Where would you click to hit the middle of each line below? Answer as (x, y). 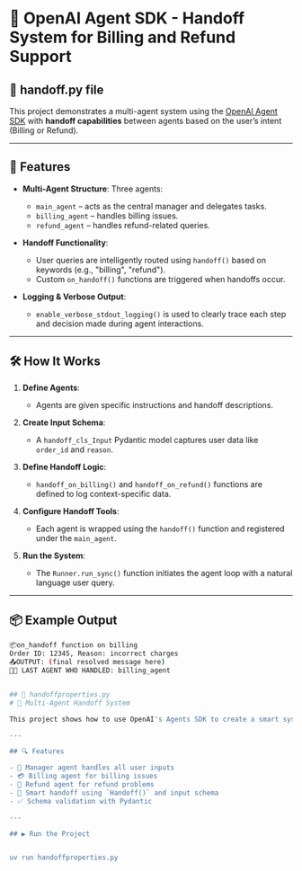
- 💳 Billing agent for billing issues (84, 777)
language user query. (75, 582)
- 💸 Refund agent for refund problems (82, 785)
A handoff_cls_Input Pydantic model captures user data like (147, 440)
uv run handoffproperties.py (64, 858)
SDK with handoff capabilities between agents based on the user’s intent (146, 121)
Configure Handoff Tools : (71, 511)
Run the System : (53, 555)
